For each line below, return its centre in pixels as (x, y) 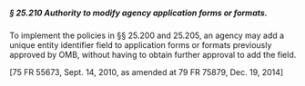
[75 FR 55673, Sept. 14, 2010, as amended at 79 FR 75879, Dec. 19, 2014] (147, 72)
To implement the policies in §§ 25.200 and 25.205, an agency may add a (147, 35)
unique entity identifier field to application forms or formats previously (141, 44)
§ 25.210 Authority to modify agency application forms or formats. (139, 13)
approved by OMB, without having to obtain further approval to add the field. (153, 54)
